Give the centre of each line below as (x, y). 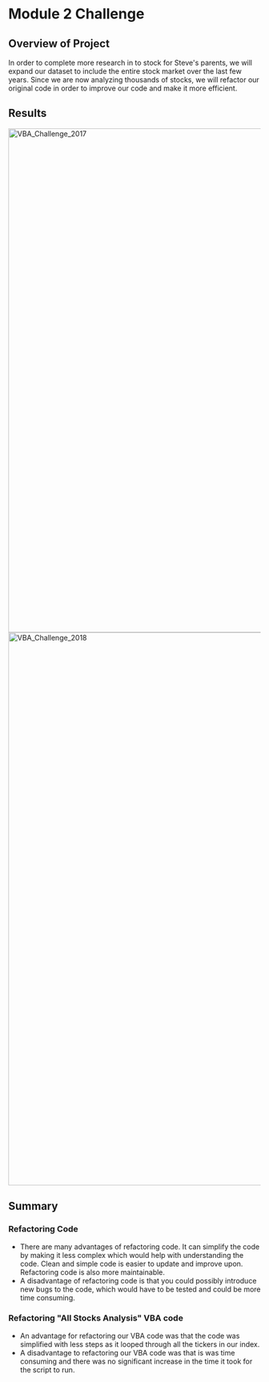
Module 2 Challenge (76, 14)
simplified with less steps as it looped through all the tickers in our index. (140, 1344)
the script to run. (47, 1369)
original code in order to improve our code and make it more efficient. (123, 88)
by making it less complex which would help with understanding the (132, 1255)
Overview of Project (59, 44)
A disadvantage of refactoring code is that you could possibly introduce (138, 1280)
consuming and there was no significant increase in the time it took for (136, 1361)
